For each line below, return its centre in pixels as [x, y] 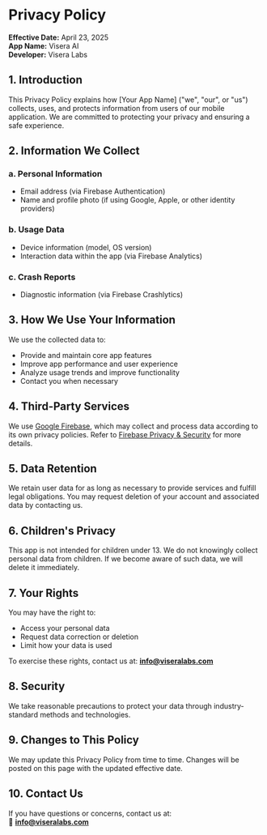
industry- [229, 705]
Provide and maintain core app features [86, 355]
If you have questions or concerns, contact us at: [90, 813]
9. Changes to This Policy [74, 740]
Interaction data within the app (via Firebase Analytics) [111, 256]
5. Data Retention [53, 469]
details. [21, 443]
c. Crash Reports [42, 277]
